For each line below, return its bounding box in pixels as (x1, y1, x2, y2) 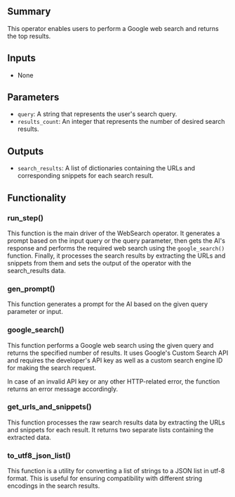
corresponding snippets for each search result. (17, 172, 154, 180)
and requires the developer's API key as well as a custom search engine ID (7, 356, 223, 365)
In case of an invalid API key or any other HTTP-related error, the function (7, 377, 220, 386)
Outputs (7, 145, 44, 157)
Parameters (7, 92, 60, 103)
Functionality (7, 191, 67, 203)
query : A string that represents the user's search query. (17, 110, 177, 118)
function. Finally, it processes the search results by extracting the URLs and (7, 251, 226, 260)
